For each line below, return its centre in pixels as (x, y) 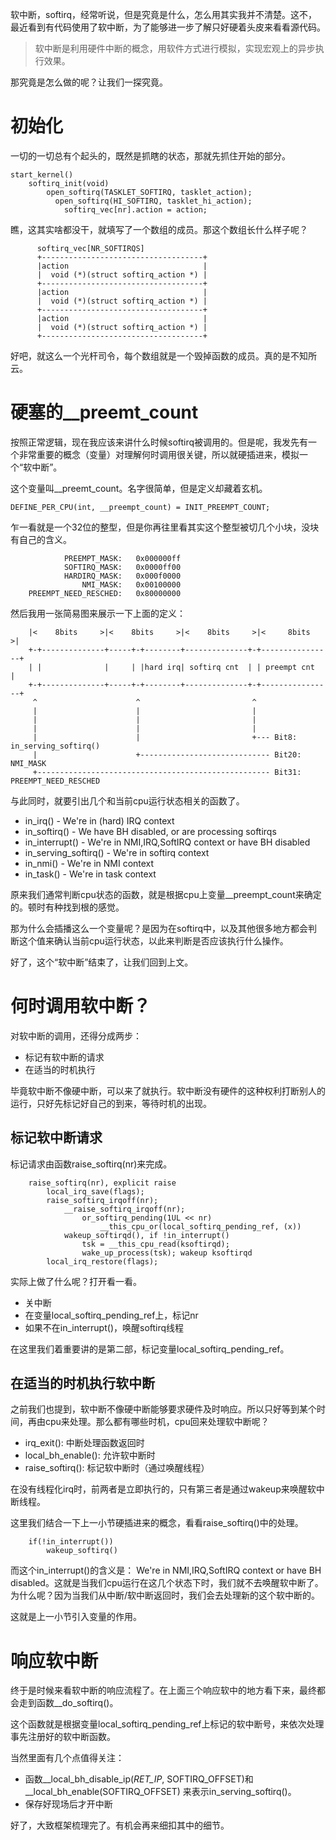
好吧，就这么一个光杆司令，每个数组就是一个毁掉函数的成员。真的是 (150, 355)
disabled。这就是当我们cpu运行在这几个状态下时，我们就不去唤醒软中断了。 (167, 1583)
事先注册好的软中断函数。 (63, 1737)
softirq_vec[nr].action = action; (135, 209)
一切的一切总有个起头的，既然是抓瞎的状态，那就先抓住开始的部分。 (150, 155)
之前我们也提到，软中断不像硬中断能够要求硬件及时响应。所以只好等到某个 (163, 1409)
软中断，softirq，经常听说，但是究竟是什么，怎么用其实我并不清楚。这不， (164, 14)
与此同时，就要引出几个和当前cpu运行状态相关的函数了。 (127, 800)
